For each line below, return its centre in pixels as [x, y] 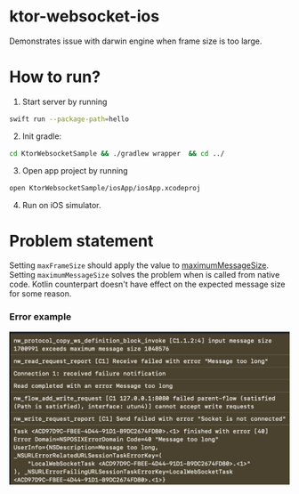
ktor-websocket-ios [85, 16]
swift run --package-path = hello [69, 119]
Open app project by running [75, 170]
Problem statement [81, 241]
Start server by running [65, 101]
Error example [40, 317]
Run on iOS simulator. [61, 205]
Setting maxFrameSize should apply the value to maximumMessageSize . [139, 265]
